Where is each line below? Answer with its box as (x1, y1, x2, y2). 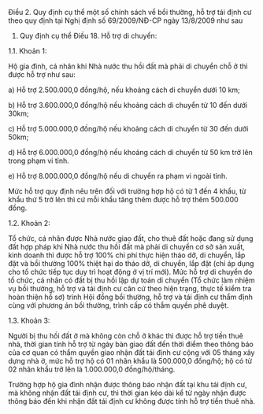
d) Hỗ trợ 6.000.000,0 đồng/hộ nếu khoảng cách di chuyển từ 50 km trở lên (8, 148, 254, 157)
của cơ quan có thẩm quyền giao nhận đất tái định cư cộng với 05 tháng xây (8, 348, 255, 357)
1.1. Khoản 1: (8, 46, 47, 55)
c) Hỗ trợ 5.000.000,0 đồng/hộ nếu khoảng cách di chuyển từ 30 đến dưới (8, 124, 249, 133)
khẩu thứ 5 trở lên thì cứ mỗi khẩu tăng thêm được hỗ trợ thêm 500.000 (8, 195, 239, 204)
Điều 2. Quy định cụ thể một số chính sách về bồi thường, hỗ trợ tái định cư (8, 8, 252, 17)
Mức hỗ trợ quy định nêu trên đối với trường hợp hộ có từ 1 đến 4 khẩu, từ (8, 187, 246, 196)
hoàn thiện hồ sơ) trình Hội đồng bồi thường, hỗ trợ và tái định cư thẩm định (8, 292, 254, 301)
